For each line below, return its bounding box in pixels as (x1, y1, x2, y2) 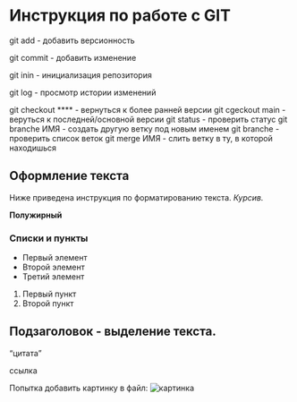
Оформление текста (9, 168, 130, 184)
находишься (9, 142, 56, 153)
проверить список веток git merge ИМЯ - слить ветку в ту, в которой (9, 133, 273, 143)
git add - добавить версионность (9, 35, 136, 46)
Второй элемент (21, 261, 85, 273)
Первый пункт (21, 288, 77, 300)
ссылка (9, 364, 38, 376)
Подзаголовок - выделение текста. (9, 324, 216, 339)
